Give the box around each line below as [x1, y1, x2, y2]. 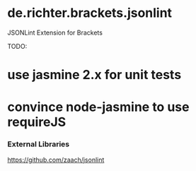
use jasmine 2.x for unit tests [7, 67, 182, 83]
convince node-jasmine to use [7, 99, 190, 115]
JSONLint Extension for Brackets [7, 28, 103, 37]
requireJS [7, 114, 67, 130]
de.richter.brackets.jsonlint [7, 5, 172, 21]
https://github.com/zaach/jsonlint [7, 155, 105, 164]
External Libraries [7, 139, 70, 149]
